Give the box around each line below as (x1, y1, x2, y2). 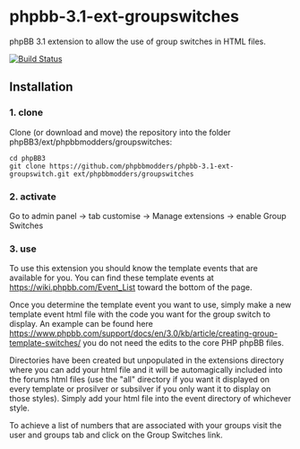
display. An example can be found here (9, 319, 154, 330)
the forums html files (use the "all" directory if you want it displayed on (9, 374, 270, 385)
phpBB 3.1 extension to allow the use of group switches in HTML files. (9, 36, 267, 47)
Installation (9, 79, 73, 95)
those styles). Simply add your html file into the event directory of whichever (9, 393, 292, 404)
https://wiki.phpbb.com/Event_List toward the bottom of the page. (9, 282, 253, 293)
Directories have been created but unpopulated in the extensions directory (9, 355, 285, 365)
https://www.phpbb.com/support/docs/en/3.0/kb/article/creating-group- (9, 328, 279, 339)
